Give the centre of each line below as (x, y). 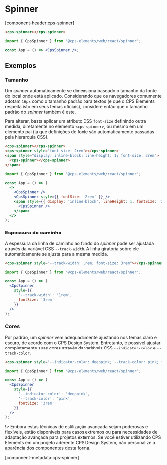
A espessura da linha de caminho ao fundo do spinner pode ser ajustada (80, 243)
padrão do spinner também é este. (41, 112)
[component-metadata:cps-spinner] (42, 458)
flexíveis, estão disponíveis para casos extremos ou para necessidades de (81, 432)
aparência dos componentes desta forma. (48, 448)
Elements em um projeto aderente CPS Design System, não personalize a (80, 443)
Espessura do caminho (33, 232)
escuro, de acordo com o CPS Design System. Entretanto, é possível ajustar (83, 343)
